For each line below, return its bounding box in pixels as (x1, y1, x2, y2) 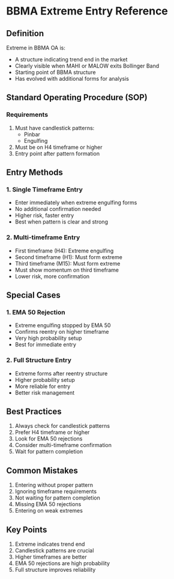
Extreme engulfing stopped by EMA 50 (14, 322, 111, 329)
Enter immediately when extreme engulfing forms (14, 199, 137, 206)
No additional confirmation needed (14, 205, 101, 213)
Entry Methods (6, 167, 63, 178)
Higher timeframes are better (14, 553, 87, 561)
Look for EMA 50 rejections (14, 435, 83, 442)
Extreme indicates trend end (14, 540, 85, 548)
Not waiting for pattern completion (14, 494, 100, 501)
